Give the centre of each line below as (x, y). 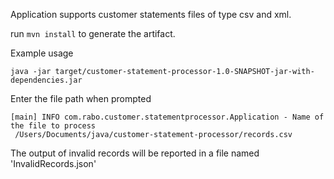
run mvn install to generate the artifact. (93, 33)
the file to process (53, 126)
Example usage (42, 53)
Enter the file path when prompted (81, 98)
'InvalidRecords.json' (53, 163)
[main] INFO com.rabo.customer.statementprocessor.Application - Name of (167, 117)
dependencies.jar (46, 80)
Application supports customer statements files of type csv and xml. (151, 14)
